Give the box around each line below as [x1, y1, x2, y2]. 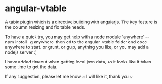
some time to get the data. [5, 64, 58, 70]
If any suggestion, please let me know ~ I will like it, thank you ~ [5, 73, 133, 79]
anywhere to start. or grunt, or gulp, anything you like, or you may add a [5, 44, 149, 50]
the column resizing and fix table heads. [5, 24, 86, 30]
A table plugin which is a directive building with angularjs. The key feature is [5, 19, 157, 25]
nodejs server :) [5, 49, 37, 55]
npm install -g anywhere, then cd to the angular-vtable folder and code [5, 39, 147, 44]
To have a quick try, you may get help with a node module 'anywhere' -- [5, 34, 150, 40]
